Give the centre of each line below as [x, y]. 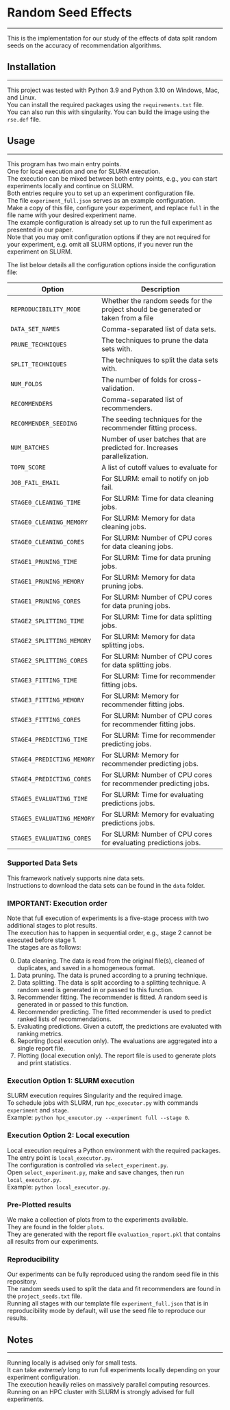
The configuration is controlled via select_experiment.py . [88, 1165]
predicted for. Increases [140, 447]
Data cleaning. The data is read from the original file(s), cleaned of [111, 961]
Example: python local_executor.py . [59, 1187]
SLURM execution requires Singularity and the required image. [95, 1096]
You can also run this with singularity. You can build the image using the [108, 112]
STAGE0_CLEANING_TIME [46, 502]
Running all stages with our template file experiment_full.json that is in [108, 1303]
